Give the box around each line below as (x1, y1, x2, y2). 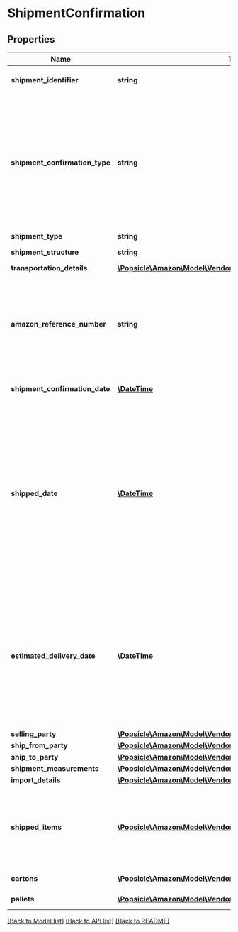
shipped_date (11, 488, 58, 498)
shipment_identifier (11, 75, 79, 84)
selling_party (11, 729, 57, 739)
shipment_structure (11, 247, 79, 257)
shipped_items (11, 822, 62, 832)
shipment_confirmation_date (11, 384, 110, 393)
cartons (11, 874, 38, 883)
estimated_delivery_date (11, 651, 96, 661)
